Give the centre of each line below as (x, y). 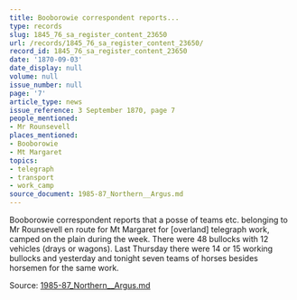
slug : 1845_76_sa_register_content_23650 (88, 34)
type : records (36, 26)
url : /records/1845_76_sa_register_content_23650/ (107, 43)
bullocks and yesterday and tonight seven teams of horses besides (134, 258)
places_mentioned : (44, 136)
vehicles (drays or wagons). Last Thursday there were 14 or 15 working (141, 248)
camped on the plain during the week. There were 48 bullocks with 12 (139, 239)
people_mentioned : (44, 118)
